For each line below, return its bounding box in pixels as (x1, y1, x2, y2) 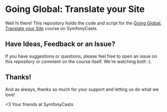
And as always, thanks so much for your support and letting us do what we (5, 86, 159, 92)
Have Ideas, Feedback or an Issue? (5, 40, 116, 48)
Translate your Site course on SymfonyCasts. (5, 25, 98, 31)
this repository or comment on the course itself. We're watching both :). (5, 58, 152, 64)
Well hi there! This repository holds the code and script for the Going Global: (5, 20, 162, 26)
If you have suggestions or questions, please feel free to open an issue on (5, 53, 157, 59)
